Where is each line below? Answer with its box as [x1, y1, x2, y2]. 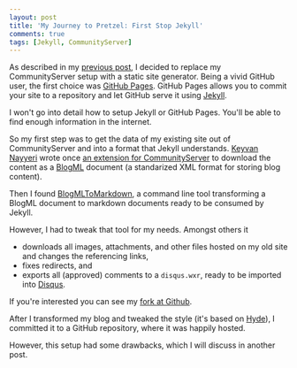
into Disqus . [21, 280, 66, 290]
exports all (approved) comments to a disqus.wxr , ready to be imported [21, 270, 282, 280]
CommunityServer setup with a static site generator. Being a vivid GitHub [9, 72, 276, 82]
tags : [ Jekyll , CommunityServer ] [9, 37, 133, 47]
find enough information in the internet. [9, 117, 152, 127]
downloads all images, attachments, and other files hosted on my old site [21, 241, 288, 252]
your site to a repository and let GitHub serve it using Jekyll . [9, 90, 227, 101]
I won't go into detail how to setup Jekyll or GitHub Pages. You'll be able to [9, 107, 281, 118]
